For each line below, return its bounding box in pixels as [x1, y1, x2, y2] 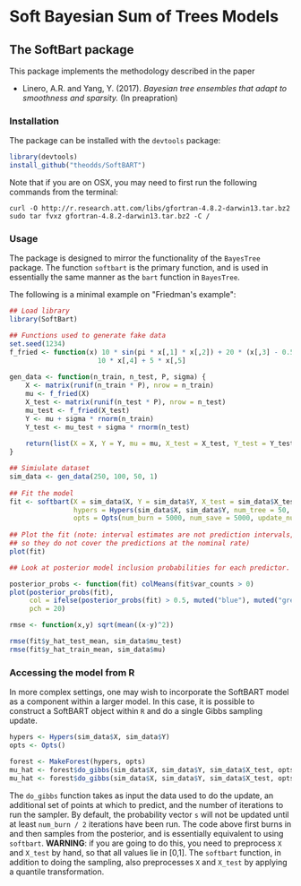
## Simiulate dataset [9, 464, 90, 473]
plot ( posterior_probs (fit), [9, 588, 115, 597]
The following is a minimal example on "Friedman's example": [9, 289, 236, 300]
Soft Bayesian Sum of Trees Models [9, 6, 279, 27]
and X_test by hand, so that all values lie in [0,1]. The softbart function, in [9, 847, 282, 857]
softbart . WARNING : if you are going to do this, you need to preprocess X [9, 838, 282, 848]
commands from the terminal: [9, 186, 119, 198]
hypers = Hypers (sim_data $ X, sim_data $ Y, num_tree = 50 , [73, 505, 291, 514]
